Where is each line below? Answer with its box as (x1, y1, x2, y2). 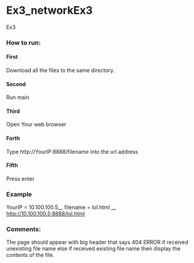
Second (6, 80, 26, 88)
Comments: (6, 225, 41, 234)
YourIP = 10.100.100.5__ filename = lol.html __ (6, 204, 117, 211)
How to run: (6, 38, 41, 47)
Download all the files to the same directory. (6, 67, 115, 74)
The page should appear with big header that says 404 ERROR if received (6, 238, 189, 246)
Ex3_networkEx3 (6, 4, 93, 17)
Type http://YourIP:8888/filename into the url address (6, 148, 138, 155)
